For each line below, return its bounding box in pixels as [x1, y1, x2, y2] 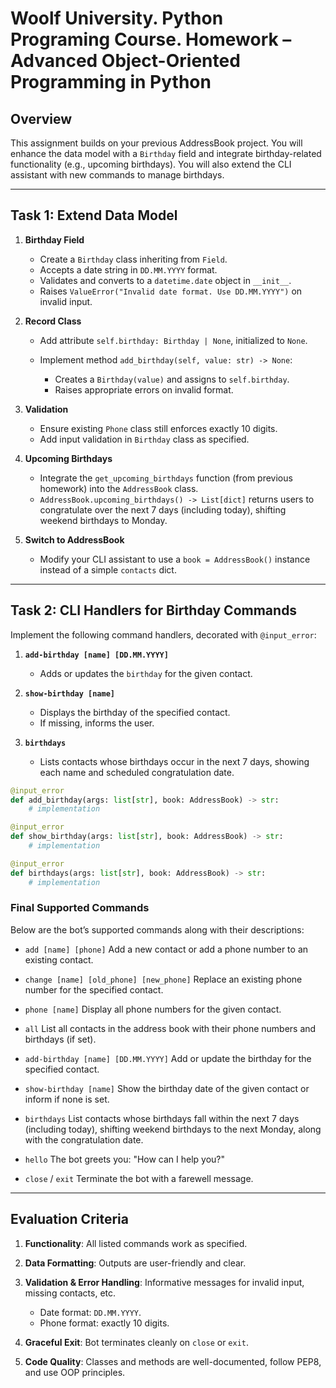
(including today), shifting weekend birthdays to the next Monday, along [24, 1123, 322, 1135]
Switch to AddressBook [24, 533, 125, 546]
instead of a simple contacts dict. [39, 563, 177, 576]
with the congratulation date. [24, 1133, 144, 1146]
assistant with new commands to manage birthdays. [10, 169, 225, 181]
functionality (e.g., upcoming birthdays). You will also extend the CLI [10, 158, 292, 170]
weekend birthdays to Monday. [39, 514, 168, 526]
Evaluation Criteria [10, 1211, 129, 1228]
